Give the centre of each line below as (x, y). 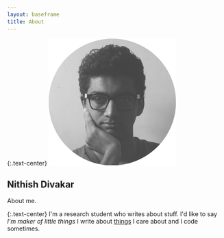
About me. (22, 201)
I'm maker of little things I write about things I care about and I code (103, 222)
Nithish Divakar (41, 184)
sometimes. (24, 228)
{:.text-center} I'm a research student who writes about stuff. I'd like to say (112, 214)
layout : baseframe (33, 14)
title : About (26, 22)
